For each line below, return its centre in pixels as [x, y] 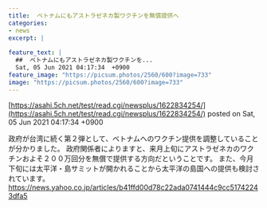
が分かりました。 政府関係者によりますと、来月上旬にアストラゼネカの [124, 148]
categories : [28, 23]
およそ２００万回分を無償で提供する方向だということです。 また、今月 [138, 158]
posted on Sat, [231, 113]
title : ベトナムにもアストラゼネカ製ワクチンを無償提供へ [94, 16]
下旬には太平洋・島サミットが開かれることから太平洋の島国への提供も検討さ [134, 168]
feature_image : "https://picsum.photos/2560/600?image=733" [110, 75]
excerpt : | [26, 38]
